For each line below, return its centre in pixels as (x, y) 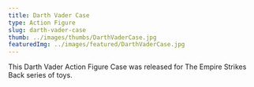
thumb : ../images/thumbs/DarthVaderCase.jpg (82, 37)
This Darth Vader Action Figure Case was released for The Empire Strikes (127, 67)
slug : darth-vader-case (47, 30)
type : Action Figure (42, 23)
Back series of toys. (40, 75)
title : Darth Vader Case (49, 15)
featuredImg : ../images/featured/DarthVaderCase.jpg (97, 45)
